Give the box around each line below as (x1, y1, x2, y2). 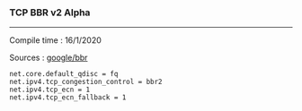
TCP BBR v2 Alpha (9, 6, 91, 19)
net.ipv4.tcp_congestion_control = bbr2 (9, 78, 164, 87)
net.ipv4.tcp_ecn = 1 (9, 85, 91, 95)
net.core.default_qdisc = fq (9, 70, 119, 79)
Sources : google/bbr (9, 52, 88, 64)
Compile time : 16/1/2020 (9, 35, 102, 46)
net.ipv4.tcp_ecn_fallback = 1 (9, 93, 127, 102)
